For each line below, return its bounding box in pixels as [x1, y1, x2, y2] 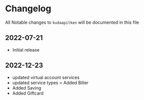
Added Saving [12, 85, 42, 91]
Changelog [5, 3, 51, 14]
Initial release [12, 47, 40, 52]
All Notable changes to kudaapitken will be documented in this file [5, 19, 140, 25]
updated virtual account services [12, 74, 80, 80]
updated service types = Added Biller [12, 80, 89, 86]
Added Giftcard [12, 90, 44, 96]
